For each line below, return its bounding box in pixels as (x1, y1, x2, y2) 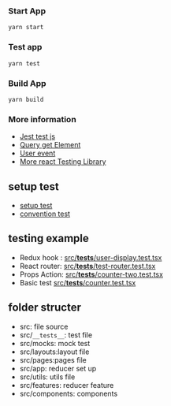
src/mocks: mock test (19, 338, 91, 348)
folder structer (8, 301, 81, 315)
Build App (8, 77, 46, 88)
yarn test (8, 59, 41, 68)
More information (8, 114, 76, 125)
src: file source (19, 322, 69, 331)
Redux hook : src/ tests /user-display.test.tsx (19, 252, 162, 262)
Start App (8, 6, 46, 17)
